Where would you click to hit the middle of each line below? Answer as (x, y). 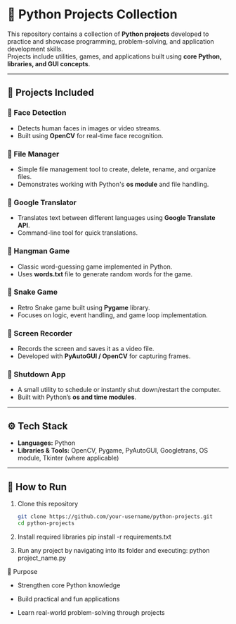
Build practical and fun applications (68, 599)
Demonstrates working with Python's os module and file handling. (113, 184)
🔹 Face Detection (37, 113)
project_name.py (42, 558)
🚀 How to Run (37, 487)
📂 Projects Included (51, 93)
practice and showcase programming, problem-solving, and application (111, 41)
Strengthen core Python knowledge (69, 585)
